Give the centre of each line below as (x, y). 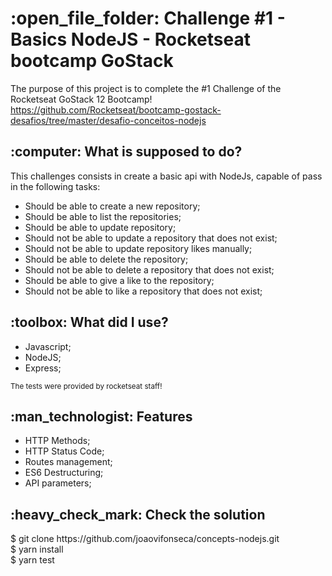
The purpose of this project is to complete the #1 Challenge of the (146, 88)
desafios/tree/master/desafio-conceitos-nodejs (108, 120)
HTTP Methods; (57, 441)
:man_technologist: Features (101, 416)
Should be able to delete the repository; (106, 259)
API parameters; (58, 483)
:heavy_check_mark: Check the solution (138, 514)
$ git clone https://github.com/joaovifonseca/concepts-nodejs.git (145, 539)
